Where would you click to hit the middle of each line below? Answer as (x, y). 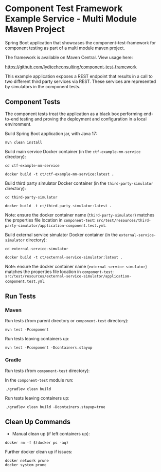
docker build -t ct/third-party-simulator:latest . (58, 206)
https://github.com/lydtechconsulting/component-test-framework (71, 67)
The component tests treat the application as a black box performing (74, 114)
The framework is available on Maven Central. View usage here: (69, 57)
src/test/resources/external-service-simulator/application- (68, 276)
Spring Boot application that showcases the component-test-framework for (80, 42)
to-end (12, 119)
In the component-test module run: (39, 380)
